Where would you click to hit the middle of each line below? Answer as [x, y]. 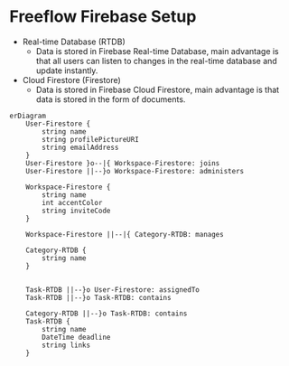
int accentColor [72, 202]
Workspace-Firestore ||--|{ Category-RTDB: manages [125, 234]
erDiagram [28, 116]
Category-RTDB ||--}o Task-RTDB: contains [107, 314]
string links [66, 345]
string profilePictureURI [91, 139]
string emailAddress [80, 147]
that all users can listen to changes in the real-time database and [156, 61]
